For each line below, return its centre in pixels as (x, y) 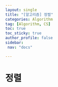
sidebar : (14, 43)
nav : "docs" (20, 47)
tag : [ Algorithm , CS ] (28, 24)
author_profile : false (29, 38)
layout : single (21, 10)
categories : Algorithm (29, 19)
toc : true (16, 29)
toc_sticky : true (23, 33)
